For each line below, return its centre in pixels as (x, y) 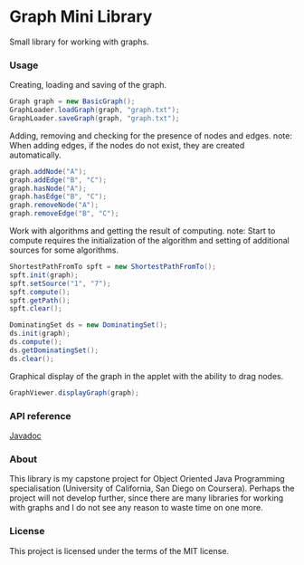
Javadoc (26, 436)
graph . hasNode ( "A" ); (48, 188)
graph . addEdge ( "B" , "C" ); (58, 180)
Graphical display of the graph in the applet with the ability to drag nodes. (147, 376)
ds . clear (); (32, 359)
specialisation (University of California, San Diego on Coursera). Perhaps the (152, 488)
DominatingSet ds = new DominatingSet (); (89, 325)
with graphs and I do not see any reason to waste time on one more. (137, 508)
